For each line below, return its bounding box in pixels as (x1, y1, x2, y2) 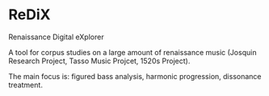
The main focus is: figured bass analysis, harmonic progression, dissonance (8, 71, 262, 81)
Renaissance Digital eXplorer (8, 32, 104, 42)
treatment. (8, 80, 43, 90)
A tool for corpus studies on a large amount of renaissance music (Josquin (8, 47, 257, 57)
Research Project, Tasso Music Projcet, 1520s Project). (8, 56, 191, 66)
